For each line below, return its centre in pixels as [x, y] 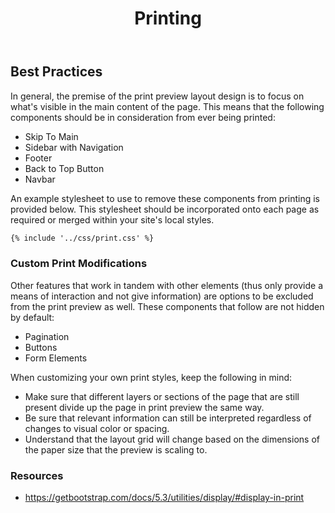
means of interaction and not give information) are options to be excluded [162, 296]
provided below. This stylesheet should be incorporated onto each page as [165, 209]
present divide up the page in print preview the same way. [144, 407]
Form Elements [56, 358]
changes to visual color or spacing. [97, 428]
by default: [32, 317]
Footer [38, 158]
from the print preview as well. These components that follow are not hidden [167, 306]
